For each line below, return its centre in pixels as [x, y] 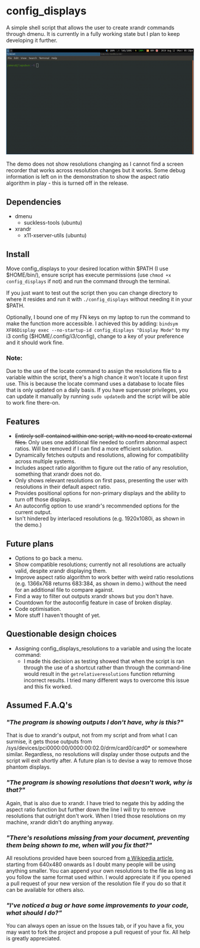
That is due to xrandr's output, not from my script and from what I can [92, 735]
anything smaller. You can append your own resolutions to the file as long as [100, 871]
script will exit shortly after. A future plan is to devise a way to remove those [99, 761]
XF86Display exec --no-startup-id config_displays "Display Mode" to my [98, 330]
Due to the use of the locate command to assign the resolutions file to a [94, 371]
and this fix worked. [48, 686]
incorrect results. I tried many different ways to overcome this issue [106, 680]
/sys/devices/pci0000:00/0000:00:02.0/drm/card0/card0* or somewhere [97, 748]
